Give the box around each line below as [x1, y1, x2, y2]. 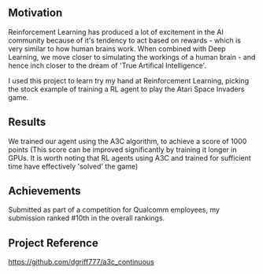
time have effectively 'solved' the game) [8, 161, 139, 171]
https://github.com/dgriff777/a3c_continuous [8, 257, 155, 267]
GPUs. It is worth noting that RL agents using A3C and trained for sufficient [8, 153, 252, 162]
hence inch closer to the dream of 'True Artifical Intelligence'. [8, 61, 207, 70]
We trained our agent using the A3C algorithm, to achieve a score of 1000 [8, 136, 247, 146]
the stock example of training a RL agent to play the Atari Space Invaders [8, 84, 245, 94]
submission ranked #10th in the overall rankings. [8, 213, 165, 223]
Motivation [8, 6, 63, 20]
